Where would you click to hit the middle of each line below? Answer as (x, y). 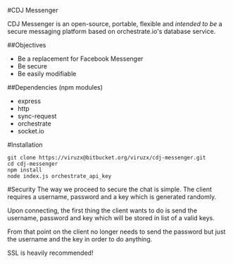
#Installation (25, 145)
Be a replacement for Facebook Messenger (80, 59)
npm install (25, 170)
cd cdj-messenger (33, 164)
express (29, 101)
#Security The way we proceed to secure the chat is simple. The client (110, 189)
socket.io (31, 131)
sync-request (37, 116)
